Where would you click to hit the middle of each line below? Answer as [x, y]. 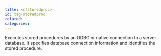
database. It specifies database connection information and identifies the [80, 43]
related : [14, 19]
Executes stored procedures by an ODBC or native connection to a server [80, 38]
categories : [17, 24]
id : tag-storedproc [25, 14]
